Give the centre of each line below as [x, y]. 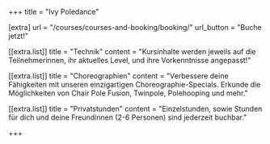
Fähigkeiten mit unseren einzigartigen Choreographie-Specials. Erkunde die [135, 85]
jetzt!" [18, 36]
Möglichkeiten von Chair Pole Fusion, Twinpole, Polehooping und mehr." [128, 93]
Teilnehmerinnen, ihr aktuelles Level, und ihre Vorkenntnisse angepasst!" [130, 60]
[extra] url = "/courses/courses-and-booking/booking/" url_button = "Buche [135, 27]
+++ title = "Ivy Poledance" [54, 12]
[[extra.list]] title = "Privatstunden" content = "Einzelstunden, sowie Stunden [135, 109]
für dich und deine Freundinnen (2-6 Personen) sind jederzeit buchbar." [128, 117]
